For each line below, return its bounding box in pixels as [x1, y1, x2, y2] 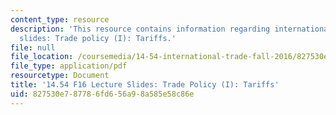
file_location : [10, 52, 74, 62]
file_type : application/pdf [10, 61, 128, 71]
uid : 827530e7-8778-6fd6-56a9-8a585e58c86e [10, 89, 195, 99]
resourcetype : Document [10, 71, 110, 81]
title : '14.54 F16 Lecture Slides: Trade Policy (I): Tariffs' [10, 80, 280, 90]
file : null [10, 42, 56, 53]
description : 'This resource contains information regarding [10, 24, 271, 34]
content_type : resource [10, 14, 110, 25]
